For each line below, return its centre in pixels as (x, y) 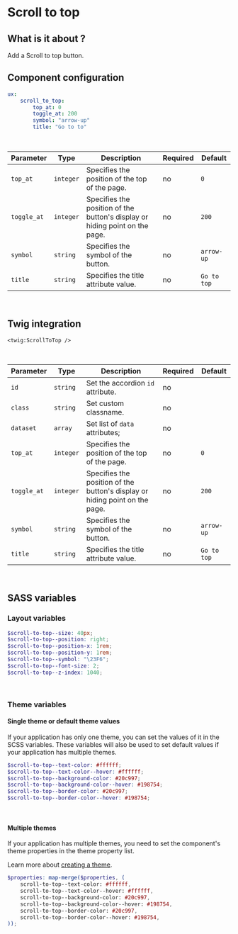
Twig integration (44, 324)
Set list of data (110, 424)
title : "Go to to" (60, 127)
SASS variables (42, 598)
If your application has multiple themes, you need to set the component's (114, 843)
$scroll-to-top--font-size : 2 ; (53, 666)
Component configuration (66, 78)
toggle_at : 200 (55, 114)
